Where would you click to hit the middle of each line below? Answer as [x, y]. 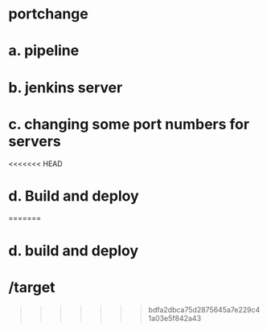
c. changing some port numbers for [129, 124]
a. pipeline [44, 51]
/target [32, 287]
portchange [48, 14]
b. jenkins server [66, 87]
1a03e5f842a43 [175, 318]
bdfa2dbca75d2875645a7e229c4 [204, 309]
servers [35, 141]
